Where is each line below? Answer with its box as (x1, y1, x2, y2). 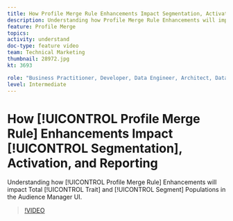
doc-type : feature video (7, 42, 79, 49)
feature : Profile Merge (7, 23, 76, 30)
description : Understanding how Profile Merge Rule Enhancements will (7, 17, 216, 24)
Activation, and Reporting (7, 155, 158, 171)
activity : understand (7, 36, 70, 43)
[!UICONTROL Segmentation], (7, 140, 182, 156)
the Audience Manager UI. (7, 193, 83, 202)
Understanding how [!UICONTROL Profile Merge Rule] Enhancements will (7, 178, 217, 186)
